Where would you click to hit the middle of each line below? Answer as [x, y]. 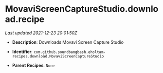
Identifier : [22, 52]
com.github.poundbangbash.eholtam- [70, 52]
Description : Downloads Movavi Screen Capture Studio [68, 42]
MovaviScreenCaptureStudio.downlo [82, 9]
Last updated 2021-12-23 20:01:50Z [41, 33]
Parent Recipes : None [33, 65]
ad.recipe [25, 19]
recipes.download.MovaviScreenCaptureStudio [58, 56]
